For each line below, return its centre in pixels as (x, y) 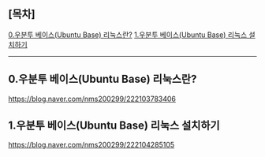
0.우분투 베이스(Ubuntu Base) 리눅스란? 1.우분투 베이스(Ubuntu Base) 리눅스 (128, 35)
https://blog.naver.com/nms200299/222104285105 (91, 145)
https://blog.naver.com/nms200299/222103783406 (92, 99)
